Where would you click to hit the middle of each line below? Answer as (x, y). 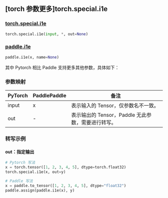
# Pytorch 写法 (20, 163)
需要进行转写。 (99, 123)
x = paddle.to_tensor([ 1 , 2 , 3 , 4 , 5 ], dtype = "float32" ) (66, 185)
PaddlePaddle (49, 96)
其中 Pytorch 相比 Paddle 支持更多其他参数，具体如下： (62, 67)
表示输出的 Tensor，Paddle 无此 (109, 115)
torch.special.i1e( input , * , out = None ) (47, 34)
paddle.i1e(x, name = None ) (32, 57)
